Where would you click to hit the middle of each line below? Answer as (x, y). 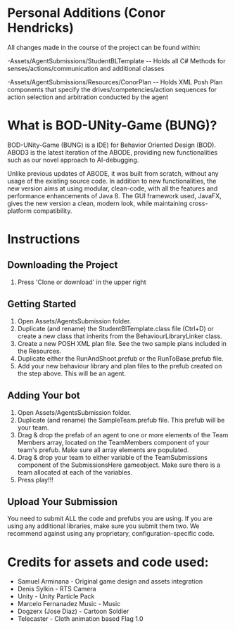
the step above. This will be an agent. (72, 373)
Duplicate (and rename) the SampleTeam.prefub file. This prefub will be (121, 420)
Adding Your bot (44, 396)
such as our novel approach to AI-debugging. (73, 160)
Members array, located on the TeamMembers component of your (113, 442)
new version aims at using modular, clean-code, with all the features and (113, 188)
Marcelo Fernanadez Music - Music (69, 604)
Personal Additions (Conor (87, 13)
